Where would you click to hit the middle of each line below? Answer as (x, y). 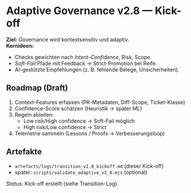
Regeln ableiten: (34, 114)
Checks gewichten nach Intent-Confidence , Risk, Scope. (83, 57)
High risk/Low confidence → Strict (65, 127)
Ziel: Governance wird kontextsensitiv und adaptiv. (68, 39)
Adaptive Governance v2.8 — (79, 11)
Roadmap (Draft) (37, 88)
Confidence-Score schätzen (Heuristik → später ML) (78, 108)
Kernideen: (20, 46)
